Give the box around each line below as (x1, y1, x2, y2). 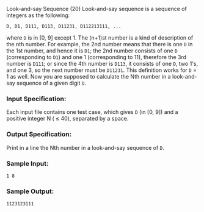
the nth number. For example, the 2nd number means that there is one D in (6, 41, 193, 48)
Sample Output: (6, 187, 54, 196)
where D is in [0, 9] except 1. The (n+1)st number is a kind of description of (6, 34, 194, 41)
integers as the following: (6, 12, 70, 19)
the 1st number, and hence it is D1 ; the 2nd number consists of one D (6, 47, 178, 54)
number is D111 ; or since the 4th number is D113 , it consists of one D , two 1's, (6, 60, 199, 67)
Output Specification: (6, 130, 72, 139)
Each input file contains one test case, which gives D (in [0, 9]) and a (6, 108, 178, 116)
